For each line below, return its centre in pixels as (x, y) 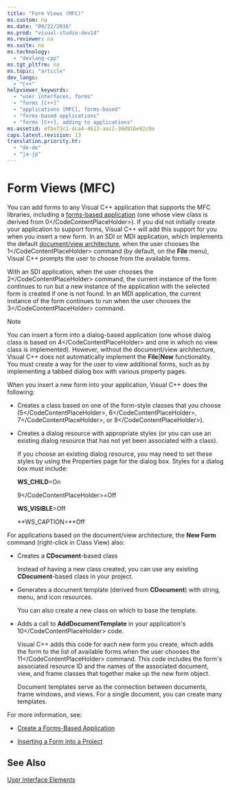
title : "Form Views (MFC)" (46, 13)
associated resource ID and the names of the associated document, (113, 666)
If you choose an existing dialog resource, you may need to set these (115, 454)
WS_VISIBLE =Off (41, 508)
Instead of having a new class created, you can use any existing (107, 569)
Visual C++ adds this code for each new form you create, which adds (115, 644)
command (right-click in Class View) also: (66, 542)
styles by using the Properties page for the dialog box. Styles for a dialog (120, 461)
